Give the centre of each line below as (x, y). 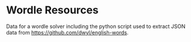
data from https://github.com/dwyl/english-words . (67, 32)
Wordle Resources (52, 10)
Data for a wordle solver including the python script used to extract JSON (96, 26)
